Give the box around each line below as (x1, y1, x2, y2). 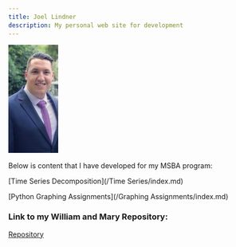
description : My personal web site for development (8, 21, 183, 29)
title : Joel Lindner (8, 13, 77, 21)
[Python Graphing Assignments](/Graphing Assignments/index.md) (8, 191, 229, 201)
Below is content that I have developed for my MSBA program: (8, 160, 213, 171)
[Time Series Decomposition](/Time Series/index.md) (8, 176, 183, 186)
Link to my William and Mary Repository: (8, 211, 168, 222)
